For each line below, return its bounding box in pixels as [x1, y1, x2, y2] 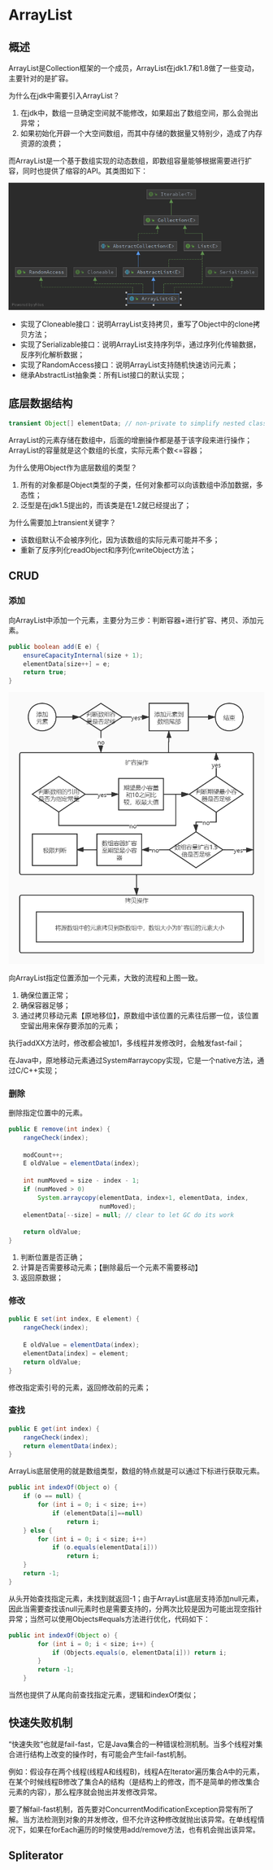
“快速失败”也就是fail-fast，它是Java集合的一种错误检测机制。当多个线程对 [8, 1739, 256, 1749]
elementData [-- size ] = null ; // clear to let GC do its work [23, 1211, 234, 1219]
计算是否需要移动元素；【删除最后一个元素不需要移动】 [19, 1263, 202, 1272]
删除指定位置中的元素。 [8, 1107, 87, 1117]
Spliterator [8, 1849, 63, 1863]
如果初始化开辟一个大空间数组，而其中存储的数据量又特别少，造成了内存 [19, 129, 262, 138]
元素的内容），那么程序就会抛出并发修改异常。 [8, 1787, 162, 1797]
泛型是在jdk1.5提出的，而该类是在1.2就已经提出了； [19, 501, 192, 510]
